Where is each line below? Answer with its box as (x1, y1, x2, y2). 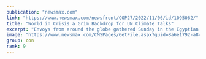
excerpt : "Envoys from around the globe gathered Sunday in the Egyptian (6, 26, 199, 33)
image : (6, 32, 23, 38)
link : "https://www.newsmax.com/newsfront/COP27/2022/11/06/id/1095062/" (6, 15, 199, 21)
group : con (6, 37, 34, 44)
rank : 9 (6, 44, 26, 50)
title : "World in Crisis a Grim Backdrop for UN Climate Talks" (6, 20, 174, 26)
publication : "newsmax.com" (6, 9, 78, 15)
